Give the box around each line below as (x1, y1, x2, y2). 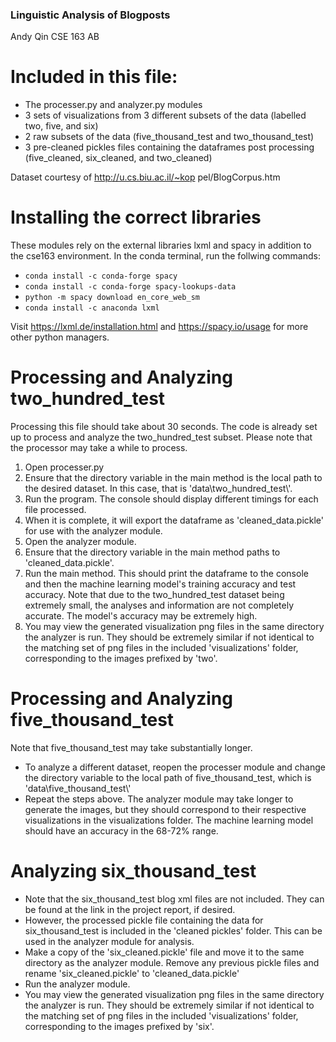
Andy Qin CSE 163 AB (10, 31, 100, 43)
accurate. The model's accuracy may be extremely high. (24, 610, 258, 622)
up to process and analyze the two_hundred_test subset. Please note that (10, 431, 313, 443)
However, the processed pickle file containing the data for (24, 914, 264, 926)
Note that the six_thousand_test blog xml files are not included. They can (24, 893, 325, 905)
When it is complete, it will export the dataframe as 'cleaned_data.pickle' (24, 514, 325, 527)
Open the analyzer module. (24, 536, 137, 548)
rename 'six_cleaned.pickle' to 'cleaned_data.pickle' (24, 967, 240, 979)
